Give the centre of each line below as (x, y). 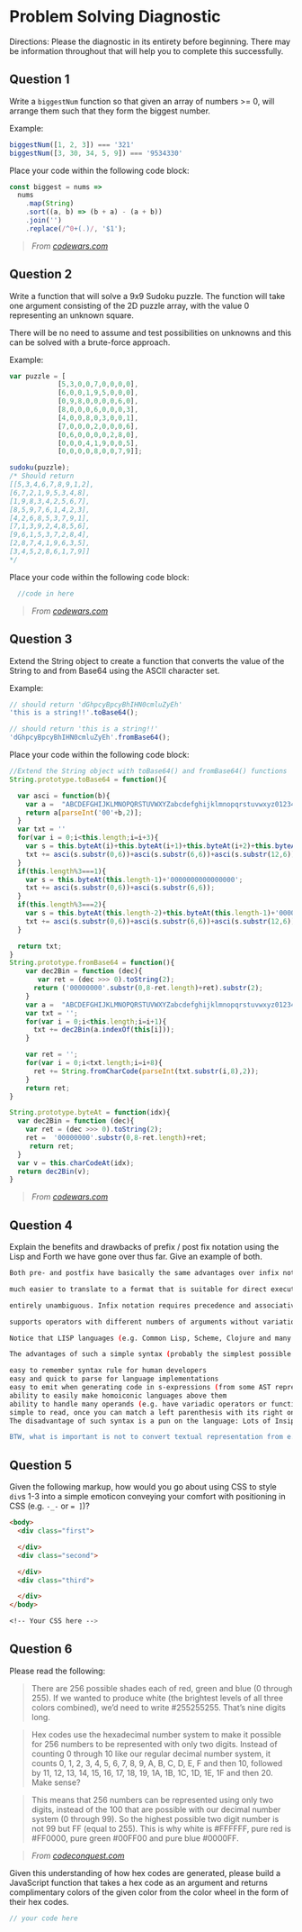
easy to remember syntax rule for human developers (108, 1371)
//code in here (46, 593)
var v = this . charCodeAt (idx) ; (76, 1163)
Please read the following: (58, 1671)
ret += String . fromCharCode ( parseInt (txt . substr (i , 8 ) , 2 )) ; (146, 1071)
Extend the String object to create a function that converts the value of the (147, 661)
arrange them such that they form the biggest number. (110, 111)
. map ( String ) (50, 204)
